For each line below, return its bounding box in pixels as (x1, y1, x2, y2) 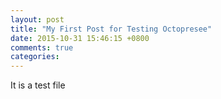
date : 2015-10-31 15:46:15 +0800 (10, 33, 150, 43)
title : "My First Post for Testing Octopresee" (10, 24, 213, 34)
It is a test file (10, 79, 66, 91)
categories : (10, 52, 60, 62)
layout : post (10, 14, 65, 25)
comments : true (10, 42, 74, 53)
